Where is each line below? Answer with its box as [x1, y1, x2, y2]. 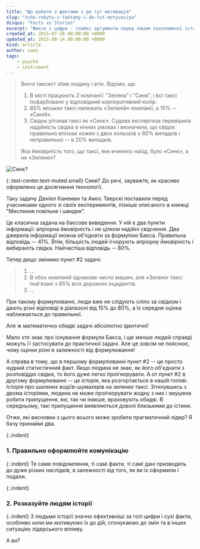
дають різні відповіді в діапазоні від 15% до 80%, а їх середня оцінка [6, 304, 182, 311]
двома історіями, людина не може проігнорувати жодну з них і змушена [6, 389, 192, 397]
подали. [6, 473, 27, 480]
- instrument [17, 64, 49, 70]
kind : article [6, 42, 42, 48]
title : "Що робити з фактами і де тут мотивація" [6, 8, 132, 15]
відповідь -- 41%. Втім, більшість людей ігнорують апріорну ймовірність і [6, 238, 194, 245]
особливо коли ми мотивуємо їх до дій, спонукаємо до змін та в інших [6, 519, 186, 526]
